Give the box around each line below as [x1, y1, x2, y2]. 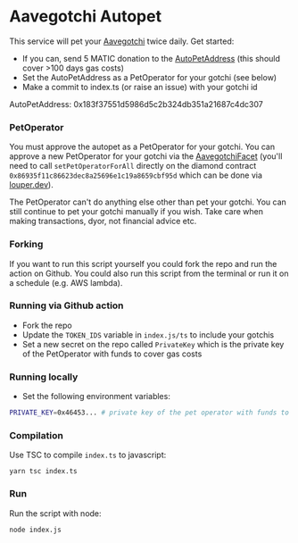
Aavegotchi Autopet [9, 6, 162, 27]
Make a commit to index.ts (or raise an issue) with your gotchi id [21, 81, 258, 92]
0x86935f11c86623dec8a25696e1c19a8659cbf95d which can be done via [9, 170, 263, 180]
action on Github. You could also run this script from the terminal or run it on [9, 268, 289, 279]
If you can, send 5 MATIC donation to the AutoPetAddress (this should [21, 53, 281, 63]
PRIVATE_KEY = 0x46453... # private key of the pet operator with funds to [9, 408, 290, 417]
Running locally [9, 371, 79, 383]
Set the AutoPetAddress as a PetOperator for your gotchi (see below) [21, 71, 277, 82]
